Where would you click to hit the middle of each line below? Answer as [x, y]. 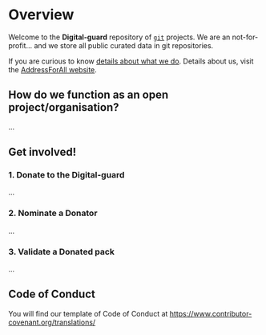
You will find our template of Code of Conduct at [88, 313]
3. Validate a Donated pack [61, 251]
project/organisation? [64, 107]
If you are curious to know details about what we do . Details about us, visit [131, 61]
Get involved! [42, 152]
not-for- [245, 37]
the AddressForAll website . [53, 69]
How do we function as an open [89, 95]
